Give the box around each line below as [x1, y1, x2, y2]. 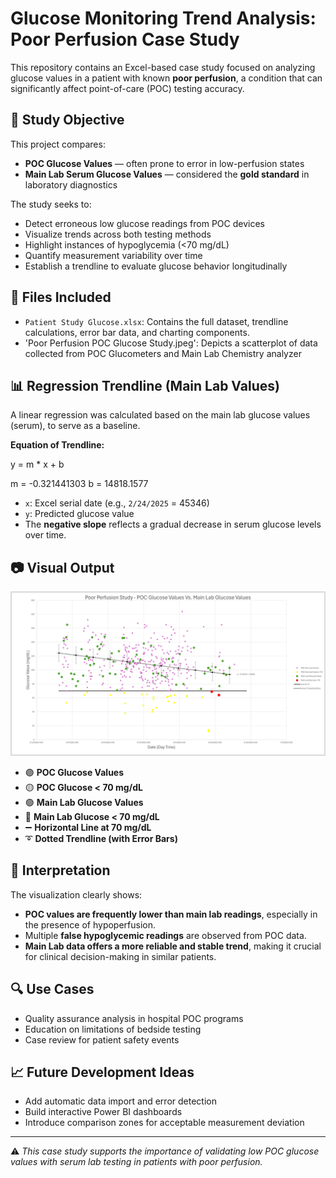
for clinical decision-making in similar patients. [24, 950, 217, 962]
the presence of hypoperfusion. [24, 918, 157, 931]
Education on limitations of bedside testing [24, 1023, 202, 1035]
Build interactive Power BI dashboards [24, 1106, 183, 1118]
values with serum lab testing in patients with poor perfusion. [10, 1156, 263, 1168]
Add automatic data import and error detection [24, 1095, 217, 1107]
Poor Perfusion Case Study [10, 28, 240, 51]
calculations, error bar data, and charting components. [24, 326, 250, 338]
